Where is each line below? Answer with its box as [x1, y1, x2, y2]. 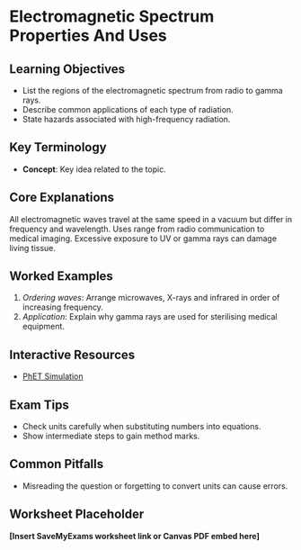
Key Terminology [9, 140, 107, 155]
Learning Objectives [9, 61, 126, 77]
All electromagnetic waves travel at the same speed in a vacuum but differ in [9, 213, 293, 224]
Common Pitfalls [9, 456, 104, 472]
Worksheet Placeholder [9, 507, 145, 522]
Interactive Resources [9, 347, 136, 362]
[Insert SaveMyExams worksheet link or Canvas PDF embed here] [9, 530, 261, 541]
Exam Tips [9, 397, 69, 412]
